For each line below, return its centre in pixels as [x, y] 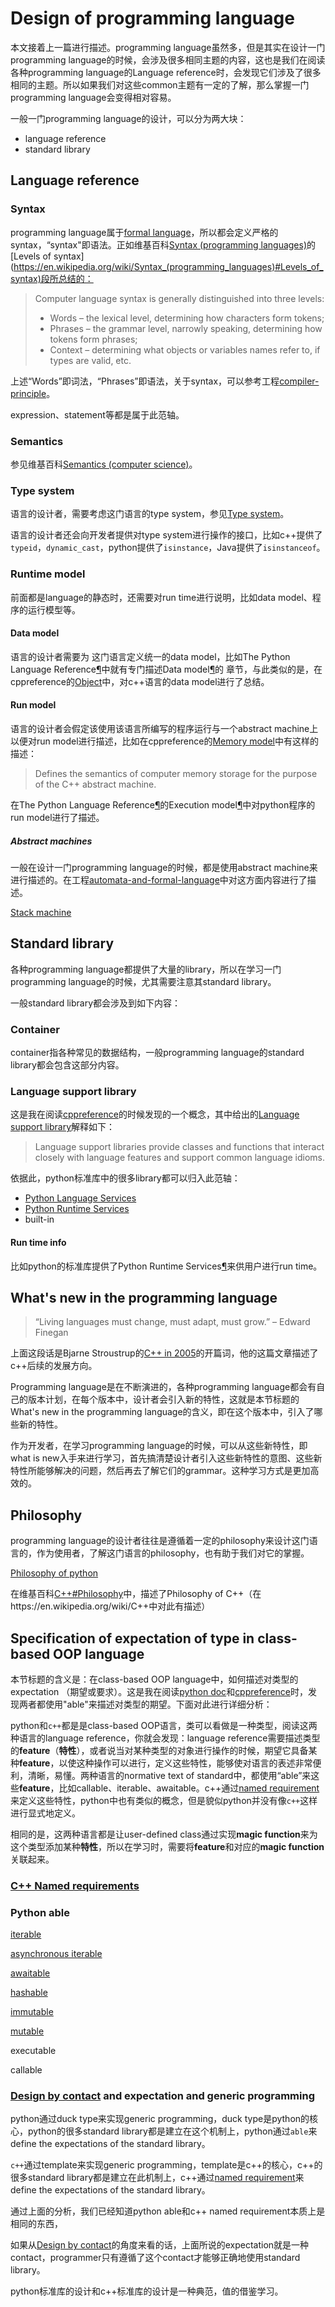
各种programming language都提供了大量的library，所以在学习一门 [146, 969]
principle [28, 393]
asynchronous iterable [56, 1954]
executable [33, 2051]
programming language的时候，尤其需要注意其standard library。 [143, 981]
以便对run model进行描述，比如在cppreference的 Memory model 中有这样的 [164, 741]
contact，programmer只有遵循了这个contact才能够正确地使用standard [155, 2258]
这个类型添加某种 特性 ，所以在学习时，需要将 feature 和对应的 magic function [167, 1846]
